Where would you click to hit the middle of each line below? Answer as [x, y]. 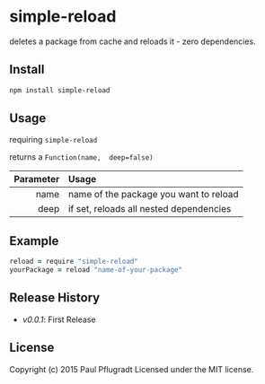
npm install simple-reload [60, 90]
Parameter [37, 179]
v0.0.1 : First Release [59, 319]
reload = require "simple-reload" [74, 262]
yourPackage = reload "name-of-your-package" [96, 270]
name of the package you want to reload [153, 195]
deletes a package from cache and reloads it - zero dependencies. [132, 41]
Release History [55, 298]
